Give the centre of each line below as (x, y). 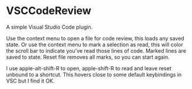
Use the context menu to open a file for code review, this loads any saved (95, 38)
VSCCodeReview (49, 11)
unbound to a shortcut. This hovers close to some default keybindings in (94, 74)
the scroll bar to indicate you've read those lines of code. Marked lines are (96, 50)
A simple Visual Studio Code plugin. (49, 27)
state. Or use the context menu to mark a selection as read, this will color (95, 44)
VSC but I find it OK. (30, 81)
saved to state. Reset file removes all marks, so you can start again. (88, 57)
